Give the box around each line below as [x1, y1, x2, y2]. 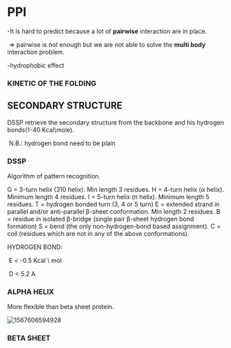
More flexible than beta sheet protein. [7, 302, 114, 311]
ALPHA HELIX [7, 286, 55, 296]
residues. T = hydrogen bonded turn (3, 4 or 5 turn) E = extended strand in [7, 200, 220, 208]
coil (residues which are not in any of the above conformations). [7, 229, 190, 237]
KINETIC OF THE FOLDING [7, 78, 97, 88]
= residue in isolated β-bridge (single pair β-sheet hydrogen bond [7, 214, 194, 223]
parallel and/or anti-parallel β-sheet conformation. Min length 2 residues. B [7, 207, 221, 215]
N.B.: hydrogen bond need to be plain [8, 139, 116, 147]
